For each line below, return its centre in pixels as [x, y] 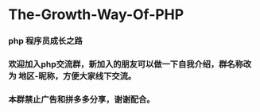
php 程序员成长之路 [46, 41]
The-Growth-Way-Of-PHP [96, 15]
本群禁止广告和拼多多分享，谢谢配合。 [81, 99]
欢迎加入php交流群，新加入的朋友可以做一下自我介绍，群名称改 [130, 64]
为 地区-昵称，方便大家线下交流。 [72, 76]
